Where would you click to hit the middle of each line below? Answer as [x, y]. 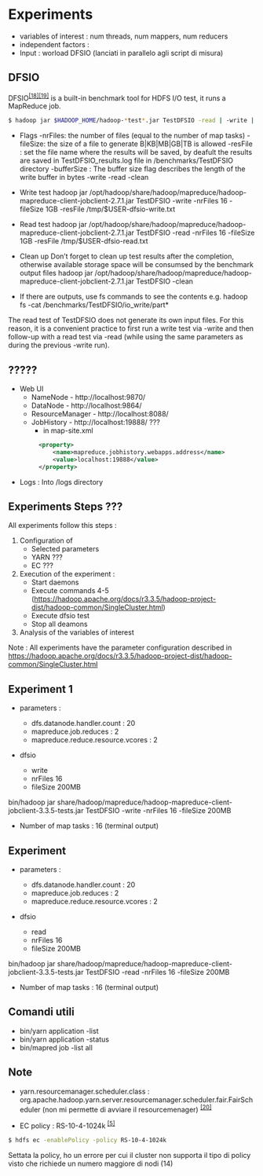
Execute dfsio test [60, 616]
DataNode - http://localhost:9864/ [87, 405]
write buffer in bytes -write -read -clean [84, 178]
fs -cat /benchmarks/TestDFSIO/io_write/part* [94, 305]
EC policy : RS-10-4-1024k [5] [67, 1125]
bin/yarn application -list [59, 1031]
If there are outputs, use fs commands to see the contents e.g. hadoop [134, 297]
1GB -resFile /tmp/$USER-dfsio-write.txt [110, 209]
